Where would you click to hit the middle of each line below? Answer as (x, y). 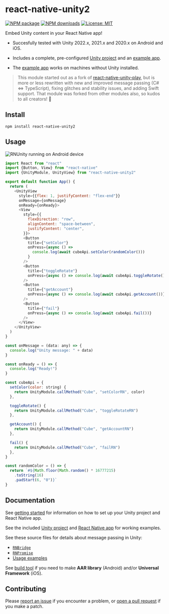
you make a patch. (24, 606)
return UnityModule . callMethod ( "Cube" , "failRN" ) (67, 448)
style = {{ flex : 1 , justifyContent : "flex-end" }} (69, 196)
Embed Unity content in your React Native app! (54, 33)
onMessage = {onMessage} (42, 200)
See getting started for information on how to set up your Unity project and (83, 513)
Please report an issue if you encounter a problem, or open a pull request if (83, 601)
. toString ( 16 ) (29, 475)
